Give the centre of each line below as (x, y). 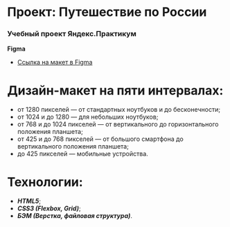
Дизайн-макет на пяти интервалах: (115, 90)
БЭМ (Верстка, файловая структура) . (75, 216)
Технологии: (45, 182)
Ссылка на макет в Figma (55, 62)
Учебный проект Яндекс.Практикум (72, 34)
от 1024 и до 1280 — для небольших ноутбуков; (88, 117)
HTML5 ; (29, 201)
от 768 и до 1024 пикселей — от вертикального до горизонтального (118, 124)
